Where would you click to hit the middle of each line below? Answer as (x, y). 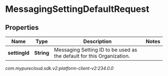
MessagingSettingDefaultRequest (77, 9)
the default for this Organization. (92, 56)
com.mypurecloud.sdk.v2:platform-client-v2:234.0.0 (59, 68)
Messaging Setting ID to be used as (96, 50)
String (42, 53)
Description (97, 41)
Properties (22, 28)
